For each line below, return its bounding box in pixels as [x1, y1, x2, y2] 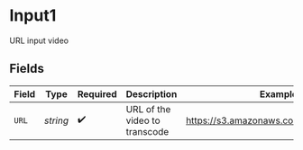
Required [77, 87, 117, 100]
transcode [125, 125, 170, 137]
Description [125, 87, 178, 100]
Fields [9, 61, 45, 76]
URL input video [9, 35, 69, 46]
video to [125, 114, 161, 127]
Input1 [9, 5, 57, 26]
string [43, 114, 69, 127]
